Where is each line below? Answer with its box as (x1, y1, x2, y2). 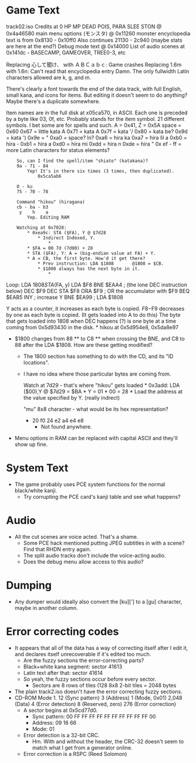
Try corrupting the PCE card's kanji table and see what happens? (23, 493, 181, 500)
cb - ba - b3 (16, 204, 49, 210)
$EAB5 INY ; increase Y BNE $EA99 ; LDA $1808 (6, 293, 123, 301)
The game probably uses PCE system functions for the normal (14, 481, 165, 488)
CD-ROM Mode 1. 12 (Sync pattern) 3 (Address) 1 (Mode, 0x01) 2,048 (14, 694, 183, 701)
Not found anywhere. (40, 423, 92, 430)
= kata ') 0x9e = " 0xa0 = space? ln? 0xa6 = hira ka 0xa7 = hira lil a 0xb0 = (6, 134, 188, 141)
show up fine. (14, 441, 48, 448)
